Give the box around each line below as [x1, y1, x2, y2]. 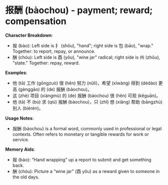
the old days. [12, 174, 39, 180]
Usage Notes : [5, 115, 34, 121]
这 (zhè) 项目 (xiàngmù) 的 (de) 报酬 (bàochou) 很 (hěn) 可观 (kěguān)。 [12, 92, 161, 99]
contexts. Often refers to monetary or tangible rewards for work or [12, 131, 149, 137]
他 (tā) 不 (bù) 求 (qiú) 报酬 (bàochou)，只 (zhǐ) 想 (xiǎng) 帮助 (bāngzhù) [12, 99, 162, 105]
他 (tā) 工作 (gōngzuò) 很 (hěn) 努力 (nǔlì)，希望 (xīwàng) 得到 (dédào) [12, 80, 157, 86]
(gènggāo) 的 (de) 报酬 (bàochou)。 [18, 86, 92, 92]
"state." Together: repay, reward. [12, 60, 80, 66]
